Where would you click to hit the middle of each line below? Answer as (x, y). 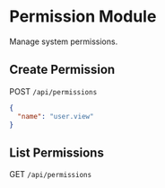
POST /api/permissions (53, 91)
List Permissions (57, 152)
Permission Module (83, 17)
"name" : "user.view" (56, 116)
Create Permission (62, 70)
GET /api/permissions (51, 175)
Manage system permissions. (64, 41)
